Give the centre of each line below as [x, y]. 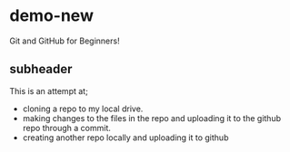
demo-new [51, 16]
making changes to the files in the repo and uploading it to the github [152, 118]
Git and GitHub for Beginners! [65, 41]
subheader [41, 69]
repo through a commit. [66, 128]
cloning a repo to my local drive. [83, 109]
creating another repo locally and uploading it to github [125, 138]
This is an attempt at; [49, 90]
